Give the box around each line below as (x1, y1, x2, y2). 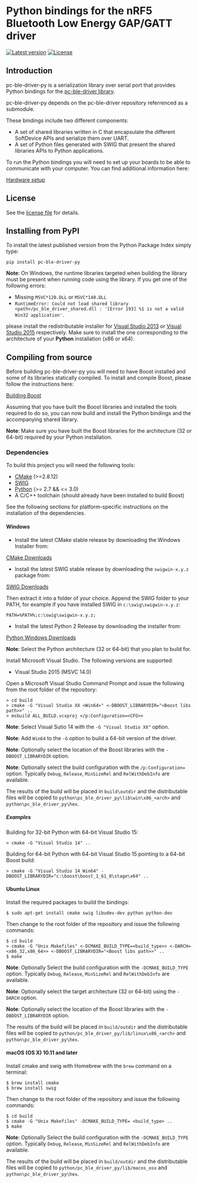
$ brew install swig (6, 1085, 57, 1092)
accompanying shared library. (6, 416, 78, 423)
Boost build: (6, 856, 35, 863)
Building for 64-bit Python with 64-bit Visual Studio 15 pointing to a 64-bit (6, 850, 186, 857)
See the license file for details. (6, 209, 80, 216)
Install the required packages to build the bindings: (6, 898, 130, 906)
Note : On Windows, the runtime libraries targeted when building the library (6, 270, 187, 277)
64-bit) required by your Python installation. (6, 433, 113, 441)
